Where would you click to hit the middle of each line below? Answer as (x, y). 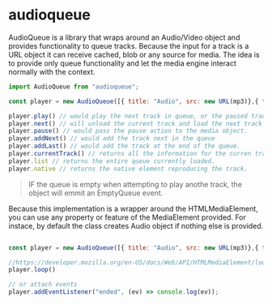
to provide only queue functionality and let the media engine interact (123, 63)
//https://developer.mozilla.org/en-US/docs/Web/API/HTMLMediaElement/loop (139, 262)
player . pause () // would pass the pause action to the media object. (128, 131)
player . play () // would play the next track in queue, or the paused (128, 116)
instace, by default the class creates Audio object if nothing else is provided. (136, 225)
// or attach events (43, 285)
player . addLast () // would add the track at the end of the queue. (125, 146)
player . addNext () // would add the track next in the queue (112, 139)
